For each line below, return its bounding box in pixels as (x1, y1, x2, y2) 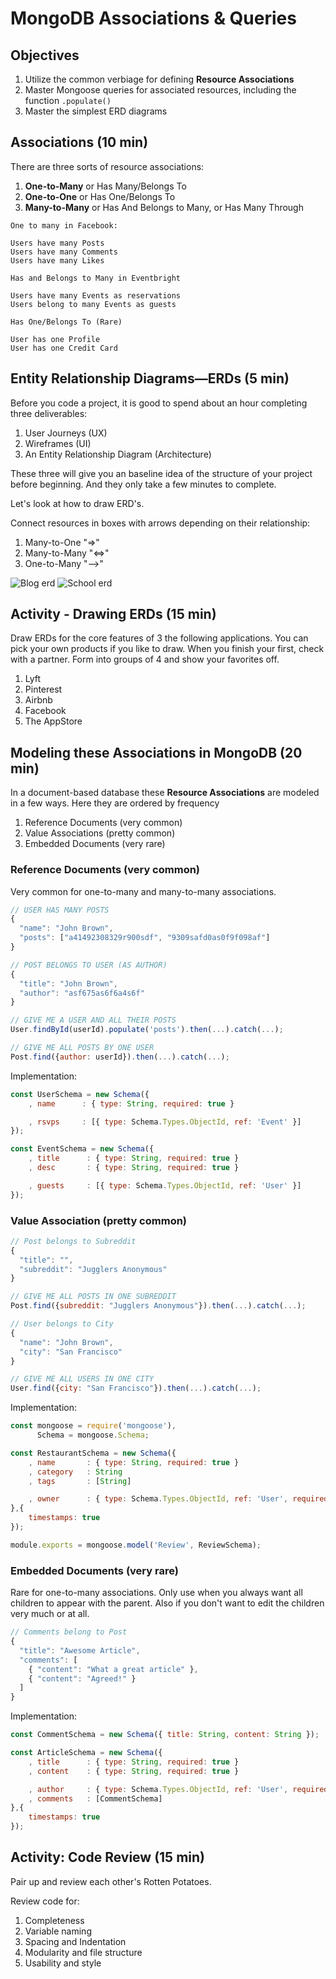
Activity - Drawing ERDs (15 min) (10, 606, 217, 623)
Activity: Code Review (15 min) (10, 1849, 205, 1866)
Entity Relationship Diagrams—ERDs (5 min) (10, 370, 290, 387)
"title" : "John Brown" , (19, 978, 118, 989)
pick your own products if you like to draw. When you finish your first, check (10, 643, 325, 655)
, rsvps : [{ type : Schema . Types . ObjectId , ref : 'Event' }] (28, 1117, 302, 1127)
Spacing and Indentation (24, 1935, 127, 1947)
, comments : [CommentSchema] (28, 1793, 163, 1804)
